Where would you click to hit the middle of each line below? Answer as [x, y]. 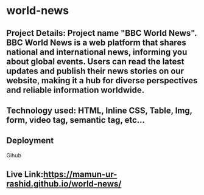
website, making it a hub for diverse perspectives [102, 80]
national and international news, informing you [97, 52]
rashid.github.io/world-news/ [64, 184]
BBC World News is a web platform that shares [97, 42]
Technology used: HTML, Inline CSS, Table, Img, [100, 110]
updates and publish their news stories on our [95, 71]
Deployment [30, 141]
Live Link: [25, 175]
